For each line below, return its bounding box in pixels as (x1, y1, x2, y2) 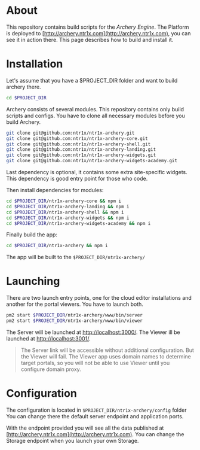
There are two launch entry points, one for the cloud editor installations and (6, 294, 192, 302)
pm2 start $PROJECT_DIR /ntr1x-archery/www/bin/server (6, 312, 143, 318)
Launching (6, 275, 60, 288)
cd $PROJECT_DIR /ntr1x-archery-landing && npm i (6, 203, 130, 209)
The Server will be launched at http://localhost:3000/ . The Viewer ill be (6, 329, 180, 336)
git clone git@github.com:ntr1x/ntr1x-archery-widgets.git (6, 152, 156, 159)
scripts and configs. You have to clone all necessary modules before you (6, 112, 185, 119)
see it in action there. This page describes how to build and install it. (6, 36, 174, 43)
